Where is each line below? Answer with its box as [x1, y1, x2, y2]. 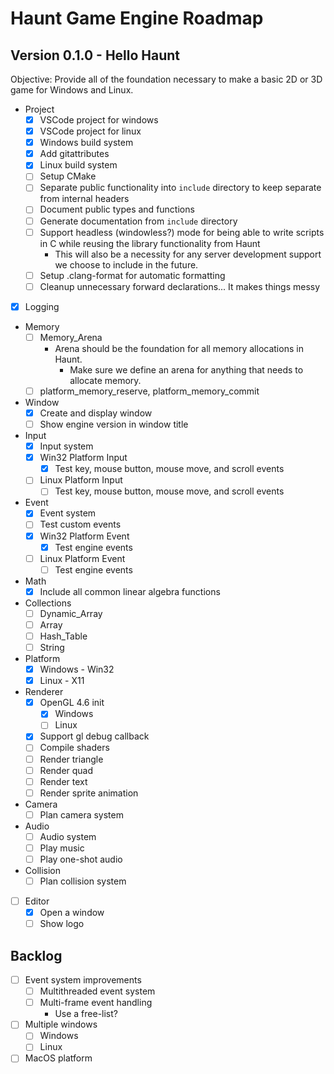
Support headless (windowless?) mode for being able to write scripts [39, 226, 325, 238]
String [39, 642, 65, 653]
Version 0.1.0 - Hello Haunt [10, 47, 181, 64]
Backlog [10, 947, 63, 964]
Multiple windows [24, 1018, 98, 1031]
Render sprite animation [39, 787, 139, 799]
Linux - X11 [39, 675, 85, 687]
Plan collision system [39, 875, 127, 887]
